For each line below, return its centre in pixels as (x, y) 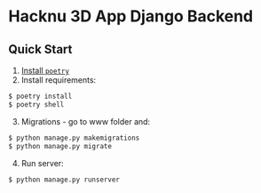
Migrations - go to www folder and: (86, 121)
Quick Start (40, 49)
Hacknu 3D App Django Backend (131, 16)
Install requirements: (59, 80)
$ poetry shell (36, 104)
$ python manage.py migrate (60, 146)
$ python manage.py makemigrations (74, 138)
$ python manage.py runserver (64, 180)
